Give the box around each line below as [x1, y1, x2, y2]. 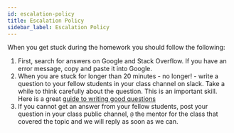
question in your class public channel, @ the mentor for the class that [17, 110, 218, 118]
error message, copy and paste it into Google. [17, 65, 153, 73]
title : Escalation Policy [7, 17, 84, 24]
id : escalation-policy [7, 10, 75, 18]
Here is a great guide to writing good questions [17, 95, 156, 103]
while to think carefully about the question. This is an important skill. [17, 87, 218, 96]
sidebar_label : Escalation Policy [7, 23, 110, 31]
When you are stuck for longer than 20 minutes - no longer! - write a [17, 72, 219, 80]
